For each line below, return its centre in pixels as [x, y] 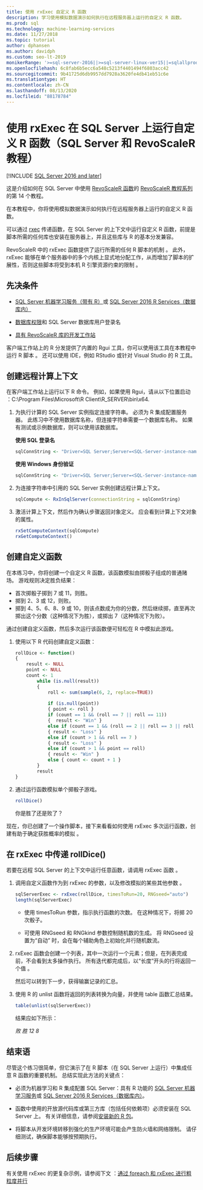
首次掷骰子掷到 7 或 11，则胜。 [53, 593]
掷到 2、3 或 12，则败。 [44, 600]
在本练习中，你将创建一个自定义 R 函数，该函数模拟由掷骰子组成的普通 [94, 573]
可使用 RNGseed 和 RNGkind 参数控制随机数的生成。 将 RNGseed [105, 933]
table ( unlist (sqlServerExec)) [53, 1006]
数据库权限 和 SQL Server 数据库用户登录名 [68, 322]
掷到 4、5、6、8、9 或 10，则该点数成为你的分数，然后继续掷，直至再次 [105, 608]
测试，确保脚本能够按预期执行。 [60, 1136]
